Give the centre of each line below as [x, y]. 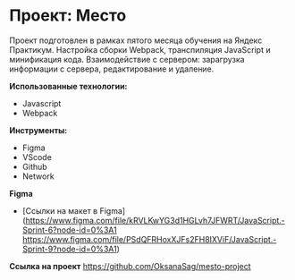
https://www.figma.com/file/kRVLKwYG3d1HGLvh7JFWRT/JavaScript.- [156, 220]
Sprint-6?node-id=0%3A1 [70, 230]
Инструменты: [38, 130]
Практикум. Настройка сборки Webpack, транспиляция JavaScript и [140, 49]
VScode [37, 157]
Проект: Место [68, 16]
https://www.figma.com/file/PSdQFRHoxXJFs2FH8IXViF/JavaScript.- [149, 239]
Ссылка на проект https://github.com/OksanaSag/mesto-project [131, 266]
